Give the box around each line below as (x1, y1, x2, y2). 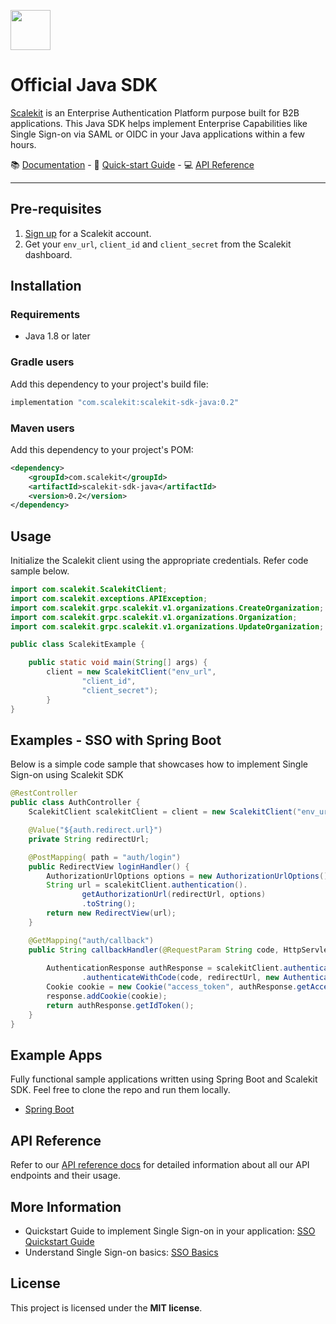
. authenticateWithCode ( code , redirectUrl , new (81, 973, 280, 983)
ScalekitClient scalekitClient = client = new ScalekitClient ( (28, 807, 298, 817)
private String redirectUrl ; (28, 834, 150, 844)
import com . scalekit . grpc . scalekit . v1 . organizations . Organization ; (10, 612, 298, 622)
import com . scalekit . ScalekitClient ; (10, 585, 168, 595)
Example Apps (10, 1046, 103, 1064)
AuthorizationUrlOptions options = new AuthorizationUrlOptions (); (46, 871, 333, 881)
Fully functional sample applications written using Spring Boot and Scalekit (10, 1073, 318, 1085)
